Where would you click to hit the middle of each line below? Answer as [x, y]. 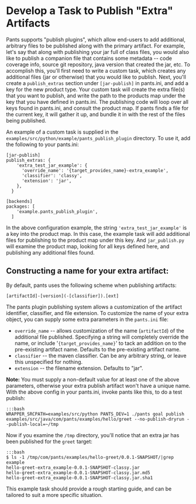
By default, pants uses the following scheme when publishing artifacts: [91, 285]
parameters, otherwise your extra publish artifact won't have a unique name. [98, 385]
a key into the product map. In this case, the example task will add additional [98, 234]
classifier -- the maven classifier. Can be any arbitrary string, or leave [100, 356]
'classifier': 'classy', [52, 175]
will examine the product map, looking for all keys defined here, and [88, 246]
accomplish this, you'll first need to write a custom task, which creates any [96, 70]
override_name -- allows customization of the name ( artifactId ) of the [99, 330]
